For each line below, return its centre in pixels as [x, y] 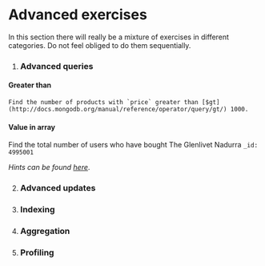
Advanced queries [56, 66]
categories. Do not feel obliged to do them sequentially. [100, 45]
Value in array [32, 127]
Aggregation [45, 232]
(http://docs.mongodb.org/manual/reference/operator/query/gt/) [118, 110]
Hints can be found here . [49, 167]
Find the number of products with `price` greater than [103, 103]
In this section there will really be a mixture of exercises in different [119, 37]
